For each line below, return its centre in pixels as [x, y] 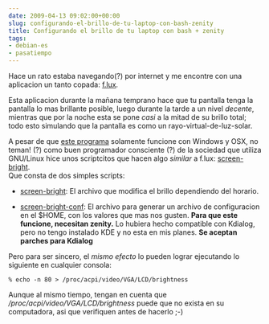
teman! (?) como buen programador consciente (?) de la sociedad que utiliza [135, 150]
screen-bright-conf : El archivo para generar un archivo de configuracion [140, 207]
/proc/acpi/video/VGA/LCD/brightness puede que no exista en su [116, 303]
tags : [17, 38]
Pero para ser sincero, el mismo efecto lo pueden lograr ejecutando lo [124, 256]
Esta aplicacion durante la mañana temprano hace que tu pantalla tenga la [131, 100]
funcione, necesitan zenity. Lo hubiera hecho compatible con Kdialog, [137, 224]
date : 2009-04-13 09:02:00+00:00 [64, 16]
